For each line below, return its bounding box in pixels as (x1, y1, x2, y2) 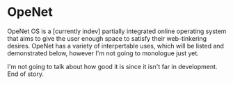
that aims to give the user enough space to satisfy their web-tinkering (7, 34, 207, 42)
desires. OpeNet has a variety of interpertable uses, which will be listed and (7, 41, 225, 50)
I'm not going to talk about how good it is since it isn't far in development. (7, 62, 218, 70)
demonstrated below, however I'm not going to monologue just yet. (7, 49, 200, 57)
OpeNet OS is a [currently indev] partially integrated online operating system (7, 27, 227, 35)
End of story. (7, 70, 44, 78)
